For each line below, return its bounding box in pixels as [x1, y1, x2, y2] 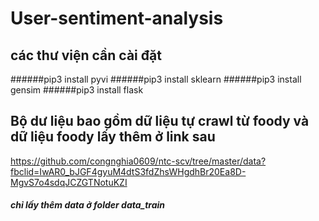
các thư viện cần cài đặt [10, 47, 162, 64]
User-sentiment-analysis [10, 7, 224, 30]
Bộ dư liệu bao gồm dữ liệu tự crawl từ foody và [10, 113, 310, 130]
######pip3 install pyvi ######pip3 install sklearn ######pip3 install [10, 73, 302, 85]
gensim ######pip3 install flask [10, 84, 144, 96]
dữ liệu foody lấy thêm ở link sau [10, 128, 216, 146]
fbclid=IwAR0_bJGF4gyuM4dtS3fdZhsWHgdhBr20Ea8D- [10, 165, 247, 177]
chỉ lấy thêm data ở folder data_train [10, 199, 166, 211]
